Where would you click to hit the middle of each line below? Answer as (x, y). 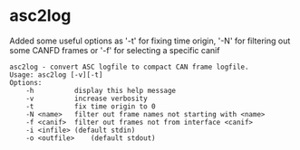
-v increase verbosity (87, 98)
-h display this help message (101, 90)
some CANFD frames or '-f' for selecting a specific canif (115, 50)
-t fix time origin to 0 (91, 106)
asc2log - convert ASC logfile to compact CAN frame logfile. (129, 67)
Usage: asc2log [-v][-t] (56, 75)
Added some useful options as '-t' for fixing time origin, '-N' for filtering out (150, 41)
